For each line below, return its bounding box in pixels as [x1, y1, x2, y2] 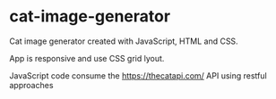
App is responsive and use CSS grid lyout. [9, 53, 165, 63]
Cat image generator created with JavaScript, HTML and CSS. [9, 36, 239, 46]
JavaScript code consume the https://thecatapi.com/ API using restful [9, 70, 267, 81]
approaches [9, 79, 54, 90]
